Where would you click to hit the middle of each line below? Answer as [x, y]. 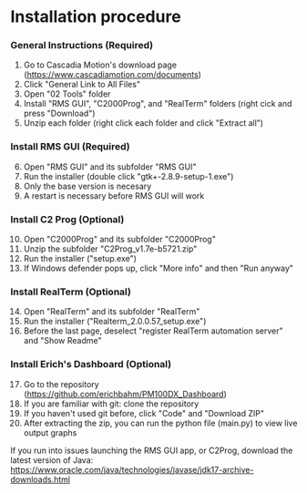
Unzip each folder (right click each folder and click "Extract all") [143, 123]
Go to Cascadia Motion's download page [100, 65]
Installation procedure [96, 17]
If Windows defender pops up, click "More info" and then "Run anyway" [159, 268]
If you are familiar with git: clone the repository [111, 404]
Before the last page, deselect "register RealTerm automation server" [153, 331]
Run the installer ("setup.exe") [80, 259]
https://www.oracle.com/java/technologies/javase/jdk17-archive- [132, 469]
